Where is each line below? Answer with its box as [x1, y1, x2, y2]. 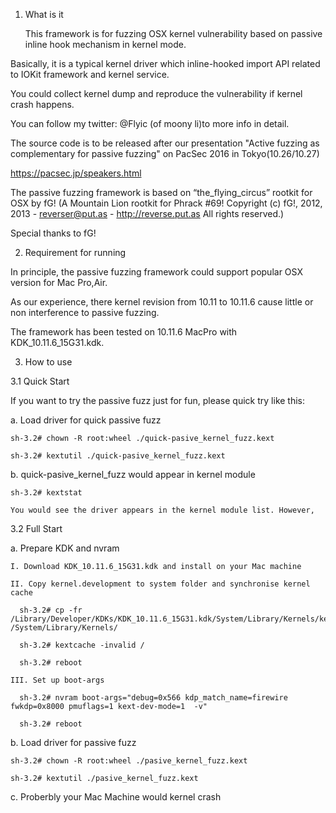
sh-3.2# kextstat [10, 488, 83, 498]
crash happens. [10, 99, 75, 110]
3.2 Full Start [10, 523, 63, 534]
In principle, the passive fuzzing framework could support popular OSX [10, 266, 303, 278]
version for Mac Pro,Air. [10, 277, 108, 288]
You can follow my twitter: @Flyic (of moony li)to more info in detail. [10, 118, 290, 129]
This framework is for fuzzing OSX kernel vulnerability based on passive [24, 28, 323, 39]
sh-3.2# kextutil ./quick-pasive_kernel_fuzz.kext [10, 451, 226, 461]
